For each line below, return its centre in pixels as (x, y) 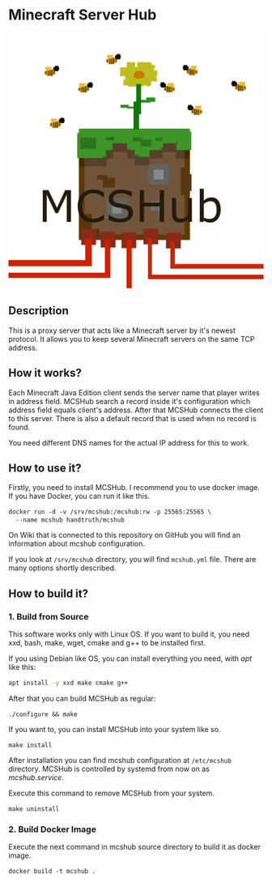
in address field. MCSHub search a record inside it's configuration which (130, 401)
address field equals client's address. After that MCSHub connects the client (136, 410)
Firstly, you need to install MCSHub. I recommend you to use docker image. (134, 488)
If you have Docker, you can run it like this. (79, 496)
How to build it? (49, 593)
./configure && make (43, 714)
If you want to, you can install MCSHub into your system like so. (115, 729)
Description (38, 311)
